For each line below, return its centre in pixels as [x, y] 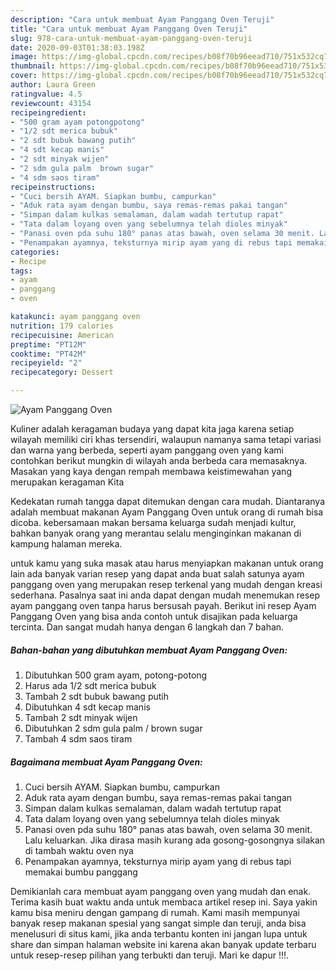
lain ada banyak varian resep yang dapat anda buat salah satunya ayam [157, 574]
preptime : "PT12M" [48, 344]
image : [24, 57]
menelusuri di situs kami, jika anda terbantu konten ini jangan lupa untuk [159, 933]
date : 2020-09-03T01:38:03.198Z [77, 47]
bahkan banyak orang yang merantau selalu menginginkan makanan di [156, 533]
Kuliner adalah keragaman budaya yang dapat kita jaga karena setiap [152, 429]
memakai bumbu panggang [81, 872]
